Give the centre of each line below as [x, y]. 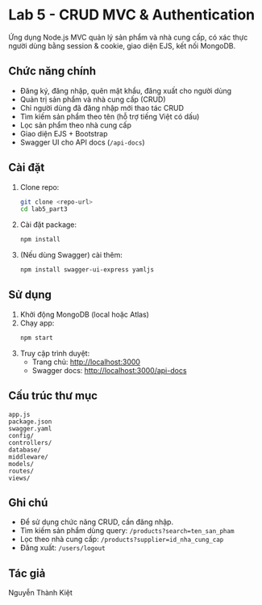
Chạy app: [37, 323]
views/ [19, 478]
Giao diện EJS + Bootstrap [64, 133]
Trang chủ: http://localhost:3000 [86, 362]
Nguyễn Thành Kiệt [40, 593]
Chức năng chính [52, 71]
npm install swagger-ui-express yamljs [87, 270]
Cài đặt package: [48, 225]
